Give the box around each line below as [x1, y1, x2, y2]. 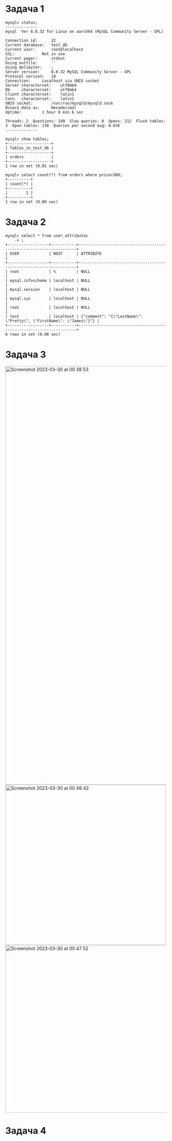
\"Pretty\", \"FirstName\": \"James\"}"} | [5, 318, 100, 323]
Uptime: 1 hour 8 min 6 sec [5, 110, 83, 115]
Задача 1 [5, 3, 45, 15]
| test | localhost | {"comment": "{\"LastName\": [5, 313, 143, 319]
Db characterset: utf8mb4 [5, 87, 77, 92]
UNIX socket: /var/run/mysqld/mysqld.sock [5, 100, 114, 105]
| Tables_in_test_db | [5, 145, 54, 151]
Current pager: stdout [5, 56, 66, 61]
